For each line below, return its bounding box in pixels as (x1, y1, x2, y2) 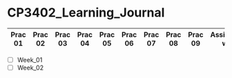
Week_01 (17, 55, 43, 64)
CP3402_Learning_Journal (7, 5, 165, 21)
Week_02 (17, 64, 43, 72)
